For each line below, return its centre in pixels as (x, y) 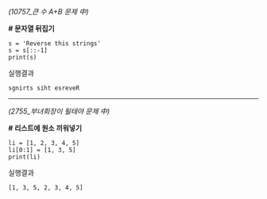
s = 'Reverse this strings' (55, 44)
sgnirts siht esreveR (44, 88)
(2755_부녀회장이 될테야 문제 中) (59, 111)
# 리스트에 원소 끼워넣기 (45, 128)
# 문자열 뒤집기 (31, 29)
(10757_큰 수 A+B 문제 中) (48, 11)
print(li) (25, 157)
